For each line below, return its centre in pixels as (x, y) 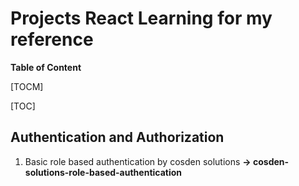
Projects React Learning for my (141, 18)
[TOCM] (27, 86)
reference (52, 39)
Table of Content (46, 67)
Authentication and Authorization (117, 137)
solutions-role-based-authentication (103, 172)
